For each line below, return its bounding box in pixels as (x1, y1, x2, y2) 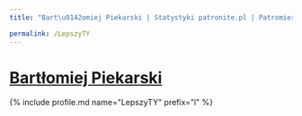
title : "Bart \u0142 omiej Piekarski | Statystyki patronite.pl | (9, 12, 255, 22)
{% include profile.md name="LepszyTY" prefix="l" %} (9, 97, 214, 108)
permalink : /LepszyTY (9, 29, 91, 38)
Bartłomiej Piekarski (9, 68, 163, 87)
